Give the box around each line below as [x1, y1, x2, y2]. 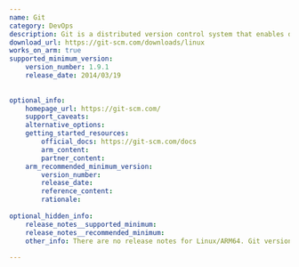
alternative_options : [25, 121, 105, 130]
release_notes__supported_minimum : [25, 220, 158, 229]
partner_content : [41, 153, 105, 163]
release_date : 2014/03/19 [25, 71, 122, 80]
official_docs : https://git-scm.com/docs [41, 137, 198, 146]
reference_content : [41, 187, 114, 196]
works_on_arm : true [9, 46, 82, 55]
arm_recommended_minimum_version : [25, 162, 153, 171]
